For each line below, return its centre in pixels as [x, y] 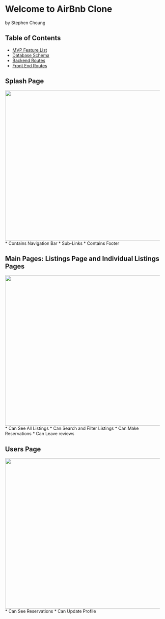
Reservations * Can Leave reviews [40, 434]
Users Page [23, 449]
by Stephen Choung [25, 23]
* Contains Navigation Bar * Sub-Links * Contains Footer [62, 243]
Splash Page [25, 81]
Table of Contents [33, 38]
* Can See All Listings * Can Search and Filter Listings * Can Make [72, 428]
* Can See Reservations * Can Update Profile [51, 611]
